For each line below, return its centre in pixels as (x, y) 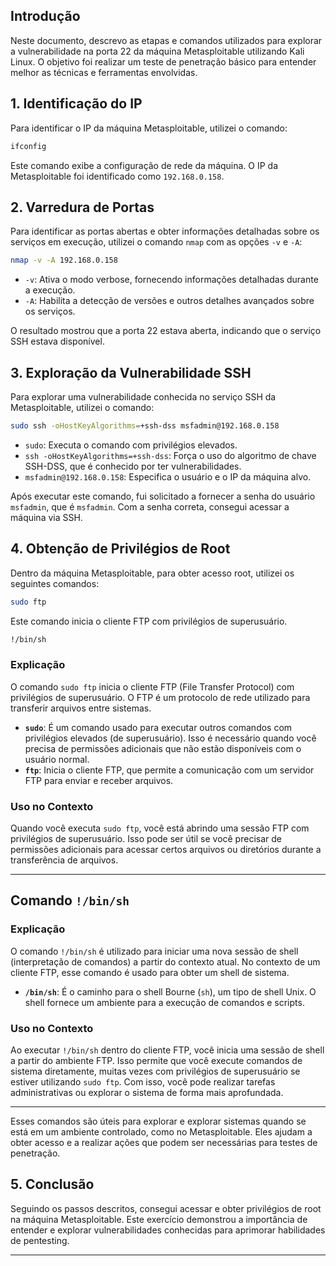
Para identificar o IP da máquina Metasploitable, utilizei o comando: (149, 128)
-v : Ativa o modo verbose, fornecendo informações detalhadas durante (171, 280)
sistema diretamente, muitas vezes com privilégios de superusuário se (155, 1071)
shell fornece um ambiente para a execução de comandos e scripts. (164, 1002)
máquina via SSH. (46, 517)
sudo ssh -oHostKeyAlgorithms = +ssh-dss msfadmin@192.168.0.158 (145, 426)
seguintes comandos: (55, 583)
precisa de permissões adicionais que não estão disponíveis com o (163, 748)
